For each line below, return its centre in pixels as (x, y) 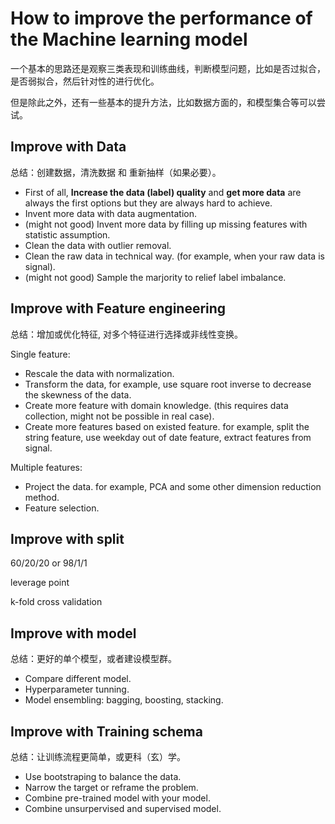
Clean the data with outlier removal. (98, 245)
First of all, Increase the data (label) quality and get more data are (163, 192)
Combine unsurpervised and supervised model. (123, 808)
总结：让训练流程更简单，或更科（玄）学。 (98, 756)
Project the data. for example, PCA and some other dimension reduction (173, 486)
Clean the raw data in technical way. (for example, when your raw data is (174, 256)
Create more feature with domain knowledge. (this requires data (156, 405)
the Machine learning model (129, 39)
